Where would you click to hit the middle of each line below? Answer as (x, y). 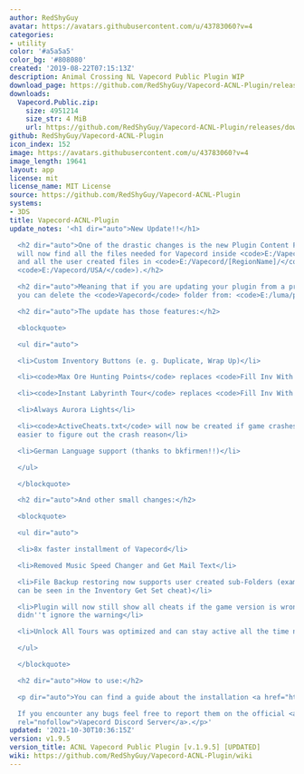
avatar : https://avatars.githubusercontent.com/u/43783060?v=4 (131, 26)
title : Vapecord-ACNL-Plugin (64, 220)
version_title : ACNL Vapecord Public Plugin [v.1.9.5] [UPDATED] (135, 748)
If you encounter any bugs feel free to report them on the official (151, 713)
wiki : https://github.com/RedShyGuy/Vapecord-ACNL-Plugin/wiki (131, 756)
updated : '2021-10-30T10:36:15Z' (72, 730)
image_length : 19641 (48, 161)
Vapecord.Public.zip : (58, 102)
